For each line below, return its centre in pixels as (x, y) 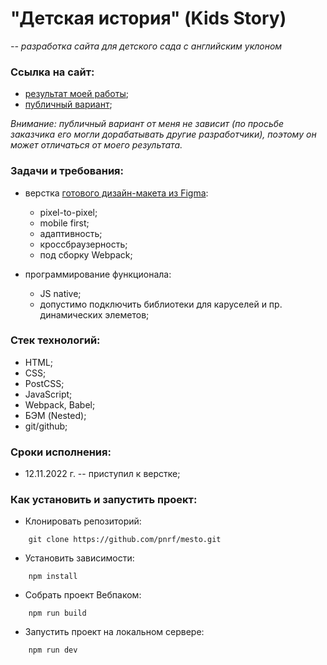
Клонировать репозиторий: (83, 521)
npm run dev (53, 650)
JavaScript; (48, 394)
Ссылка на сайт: (52, 72)
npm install (53, 577)
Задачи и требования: (67, 171)
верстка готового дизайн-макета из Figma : (116, 193)
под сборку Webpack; (86, 254)
